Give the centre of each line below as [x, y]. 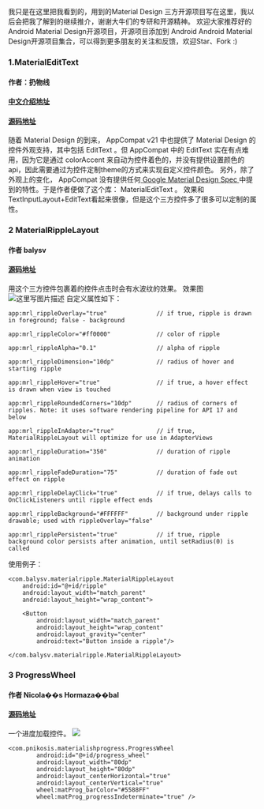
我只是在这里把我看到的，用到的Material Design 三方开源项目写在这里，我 [128, 11]
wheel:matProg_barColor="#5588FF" [93, 790]
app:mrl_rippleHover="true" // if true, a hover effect [128, 383]
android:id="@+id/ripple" [65, 586]
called [19, 549]
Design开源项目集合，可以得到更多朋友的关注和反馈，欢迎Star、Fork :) [123, 41]
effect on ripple [37, 480]
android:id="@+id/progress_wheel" [93, 755]
